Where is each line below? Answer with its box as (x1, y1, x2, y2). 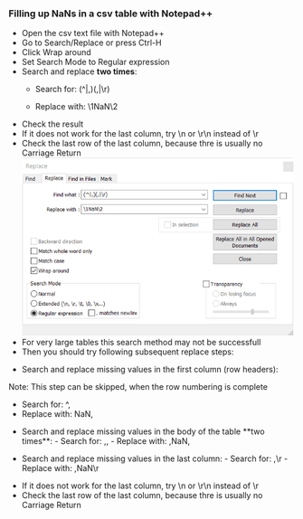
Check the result (21, 118, 84, 129)
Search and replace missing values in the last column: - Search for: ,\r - (21, 453, 289, 464)
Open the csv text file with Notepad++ (21, 28, 165, 39)
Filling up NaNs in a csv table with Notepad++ (8, 7, 213, 20)
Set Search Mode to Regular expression (21, 57, 170, 68)
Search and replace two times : (21, 66, 137, 77)
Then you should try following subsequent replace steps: (21, 346, 234, 357)
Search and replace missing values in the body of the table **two (21, 426, 265, 437)
